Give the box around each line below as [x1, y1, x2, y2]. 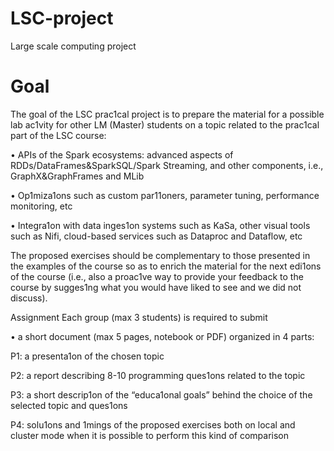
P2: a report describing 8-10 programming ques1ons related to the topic [10, 369, 306, 381]
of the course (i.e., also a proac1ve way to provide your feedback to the [10, 270, 304, 282]
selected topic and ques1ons [10, 399, 128, 411]
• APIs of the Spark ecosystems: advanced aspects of [10, 148, 234, 161]
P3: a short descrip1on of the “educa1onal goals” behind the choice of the [10, 388, 313, 401]
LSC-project [10, 7, 114, 30]
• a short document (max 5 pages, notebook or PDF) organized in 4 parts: [10, 330, 315, 342]
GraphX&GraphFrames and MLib [10, 170, 145, 182]
